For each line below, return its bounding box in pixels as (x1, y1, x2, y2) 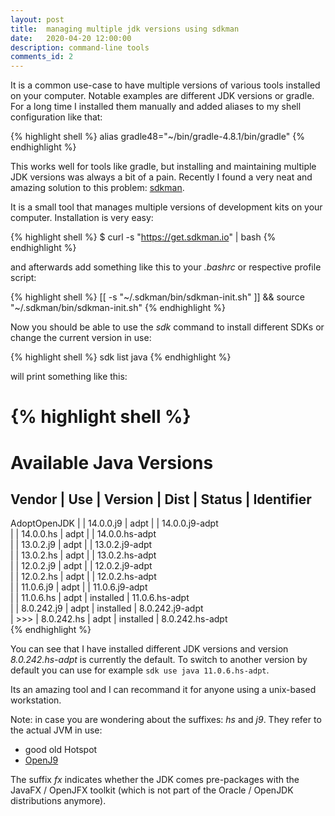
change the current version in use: (10, 332, 152, 344)
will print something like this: (10, 371, 128, 383)
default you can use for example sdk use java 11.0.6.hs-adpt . (10, 664, 270, 676)
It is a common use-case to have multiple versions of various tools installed (10, 79, 321, 91)
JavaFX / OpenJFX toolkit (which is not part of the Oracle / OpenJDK (10, 784, 294, 796)
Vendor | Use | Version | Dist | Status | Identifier (10, 491, 312, 508)
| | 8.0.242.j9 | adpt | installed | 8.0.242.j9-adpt (10, 602, 204, 615)
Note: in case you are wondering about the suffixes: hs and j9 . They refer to (10, 714, 322, 726)
